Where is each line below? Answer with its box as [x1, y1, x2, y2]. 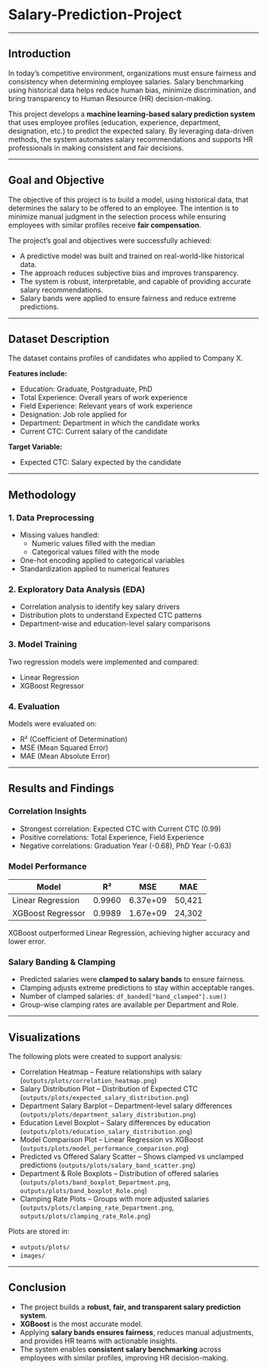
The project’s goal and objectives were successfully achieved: [8, 235, 212, 245]
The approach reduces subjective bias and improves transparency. [19, 268, 239, 277]
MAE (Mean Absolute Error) [19, 751, 110, 760]
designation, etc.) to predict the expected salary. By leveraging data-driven [8, 126, 254, 135]
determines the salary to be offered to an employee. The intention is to [8, 203, 239, 213]
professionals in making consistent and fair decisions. [8, 143, 184, 152]
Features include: [8, 369, 68, 379]
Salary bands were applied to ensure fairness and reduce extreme [19, 293, 237, 303]
